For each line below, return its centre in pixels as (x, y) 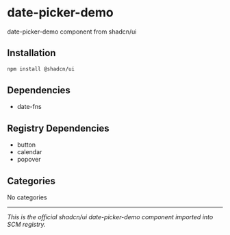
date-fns (29, 107)
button (26, 145)
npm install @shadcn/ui (41, 69)
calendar (29, 152)
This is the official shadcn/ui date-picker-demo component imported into (110, 217)
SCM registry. (26, 225)
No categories (27, 197)
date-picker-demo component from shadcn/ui (72, 32)
